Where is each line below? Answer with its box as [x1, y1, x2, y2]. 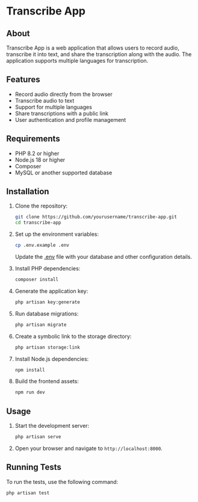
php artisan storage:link [14, 344, 80, 351]
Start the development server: [14, 422, 90, 430]
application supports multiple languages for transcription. [6, 57, 149, 64]
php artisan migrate [14, 322, 67, 328]
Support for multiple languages [14, 103, 92, 110]
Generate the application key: [14, 287, 88, 294]
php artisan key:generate [14, 299, 80, 305]
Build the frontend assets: [14, 378, 79, 385]
